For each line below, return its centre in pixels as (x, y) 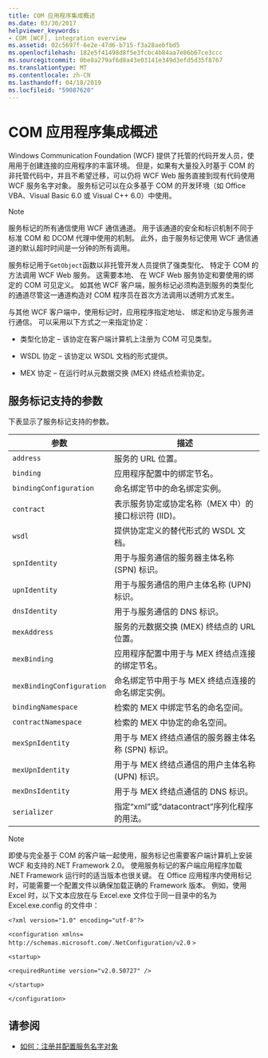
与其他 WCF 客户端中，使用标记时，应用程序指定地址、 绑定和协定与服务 (128, 312)
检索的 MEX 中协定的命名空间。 (173, 723)
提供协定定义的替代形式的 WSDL (175, 531)
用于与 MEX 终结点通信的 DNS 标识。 (184, 792)
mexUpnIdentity (41, 770)
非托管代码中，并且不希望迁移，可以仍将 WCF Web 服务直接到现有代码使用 (132, 176)
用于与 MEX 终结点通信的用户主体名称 (185, 765)
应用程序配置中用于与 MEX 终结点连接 (185, 654)
